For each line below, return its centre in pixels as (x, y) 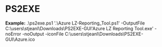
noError (13, 34)
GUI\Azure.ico (20, 39)
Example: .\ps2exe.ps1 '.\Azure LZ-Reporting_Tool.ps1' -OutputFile (75, 23)
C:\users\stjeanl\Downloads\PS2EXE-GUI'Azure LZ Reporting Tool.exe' (79, 28)
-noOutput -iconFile (43, 34)
